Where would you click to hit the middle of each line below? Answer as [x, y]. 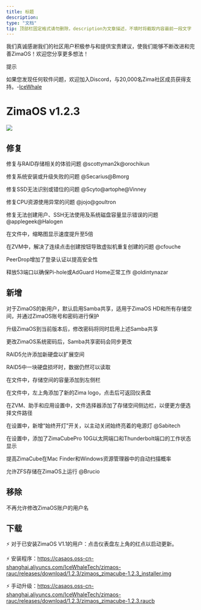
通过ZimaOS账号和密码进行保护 [61, 316]
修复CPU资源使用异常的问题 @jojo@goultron [61, 202]
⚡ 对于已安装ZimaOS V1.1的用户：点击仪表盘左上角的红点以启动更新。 [92, 544]
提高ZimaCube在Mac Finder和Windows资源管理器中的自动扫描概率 [89, 458]
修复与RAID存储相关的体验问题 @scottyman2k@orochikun [78, 164]
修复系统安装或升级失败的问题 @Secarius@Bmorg [68, 177]
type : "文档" [22, 23]
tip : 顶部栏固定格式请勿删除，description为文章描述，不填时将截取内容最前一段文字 [99, 29]
